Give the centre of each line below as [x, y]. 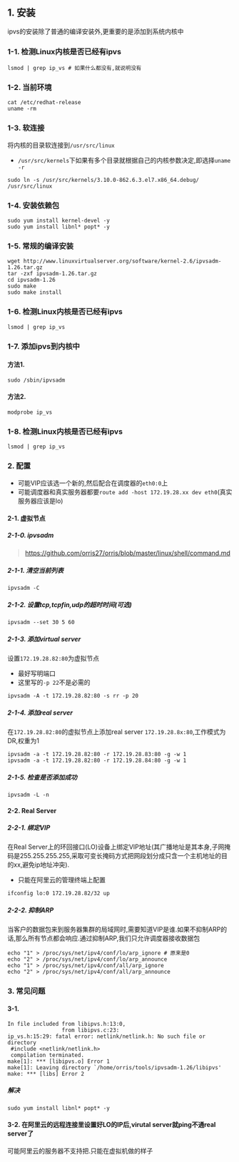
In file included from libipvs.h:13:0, [67, 1024]
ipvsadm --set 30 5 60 [41, 623]
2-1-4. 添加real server [40, 713]
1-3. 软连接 [26, 128]
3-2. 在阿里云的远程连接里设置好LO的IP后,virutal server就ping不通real [112, 1125]
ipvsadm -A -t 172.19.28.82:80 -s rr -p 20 [73, 695]
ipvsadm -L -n [29, 795]
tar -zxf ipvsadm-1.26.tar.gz [52, 274]
